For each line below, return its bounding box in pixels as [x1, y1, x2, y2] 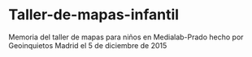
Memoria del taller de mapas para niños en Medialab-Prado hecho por [8, 32, 244, 42]
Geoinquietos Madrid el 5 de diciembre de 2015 [8, 40, 167, 50]
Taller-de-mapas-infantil [8, 6, 180, 24]
